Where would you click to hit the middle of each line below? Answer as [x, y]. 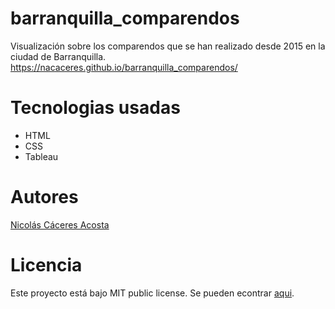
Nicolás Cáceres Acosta [60, 224]
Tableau [41, 156]
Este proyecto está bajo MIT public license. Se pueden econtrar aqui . [152, 293]
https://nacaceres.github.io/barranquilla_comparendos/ [124, 67]
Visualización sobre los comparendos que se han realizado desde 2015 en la [168, 46]
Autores [44, 197]
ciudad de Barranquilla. [58, 56]
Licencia [46, 265]
